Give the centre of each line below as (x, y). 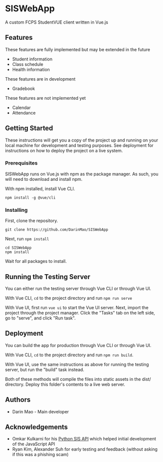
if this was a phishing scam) (40, 455)
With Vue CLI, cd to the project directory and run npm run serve (69, 298)
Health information (31, 69)
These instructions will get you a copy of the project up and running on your (81, 140)
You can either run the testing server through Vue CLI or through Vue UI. (78, 289)
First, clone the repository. (32, 221)
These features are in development (40, 79)
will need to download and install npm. (44, 179)
